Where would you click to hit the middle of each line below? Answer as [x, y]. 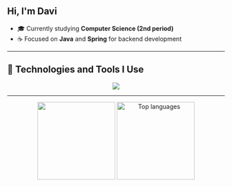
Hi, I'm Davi [32, 11]
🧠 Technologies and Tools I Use [76, 69]
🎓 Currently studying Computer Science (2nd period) [95, 28]
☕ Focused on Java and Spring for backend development [99, 39]
